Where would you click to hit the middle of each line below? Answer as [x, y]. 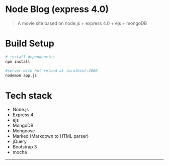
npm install [18, 61]
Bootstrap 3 [25, 147]
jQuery [19, 141]
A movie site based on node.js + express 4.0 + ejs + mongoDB [82, 23]
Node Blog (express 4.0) [57, 9]
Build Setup [30, 44]
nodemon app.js [21, 75]
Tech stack [29, 95]
